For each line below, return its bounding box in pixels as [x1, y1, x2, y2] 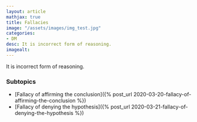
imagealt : [6, 47, 31, 53]
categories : [6, 30, 35, 36]
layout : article [6, 8, 46, 15]
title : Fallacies [6, 19, 49, 25]
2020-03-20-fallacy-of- [133, 91, 192, 98]
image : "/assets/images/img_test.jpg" [6, 25, 101, 31]
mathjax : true [6, 14, 41, 20]
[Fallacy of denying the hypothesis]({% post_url [14, 103, 131, 110]
